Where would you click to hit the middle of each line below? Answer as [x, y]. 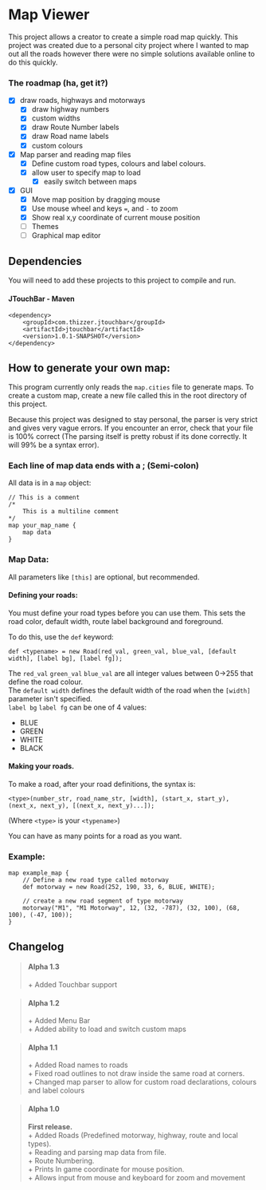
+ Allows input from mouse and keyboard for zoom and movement [136, 1177]
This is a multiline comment [71, 512]
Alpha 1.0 [43, 1109]
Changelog [36, 946]
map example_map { [39, 873]
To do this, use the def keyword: [61, 637]
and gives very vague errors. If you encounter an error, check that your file [131, 428]
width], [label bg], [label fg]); [66, 658]
